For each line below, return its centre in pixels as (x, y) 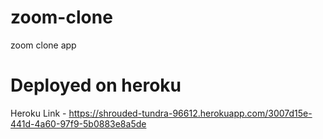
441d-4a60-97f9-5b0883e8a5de (78, 123)
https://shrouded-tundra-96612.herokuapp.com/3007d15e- (190, 113)
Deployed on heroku (96, 85)
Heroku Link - (38, 113)
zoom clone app (43, 45)
